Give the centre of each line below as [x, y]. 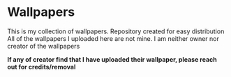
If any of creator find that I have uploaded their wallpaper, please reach [112, 59]
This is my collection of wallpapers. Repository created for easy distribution [116, 31]
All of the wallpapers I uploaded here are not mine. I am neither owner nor [113, 38]
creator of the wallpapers [44, 46]
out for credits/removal [42, 67]
